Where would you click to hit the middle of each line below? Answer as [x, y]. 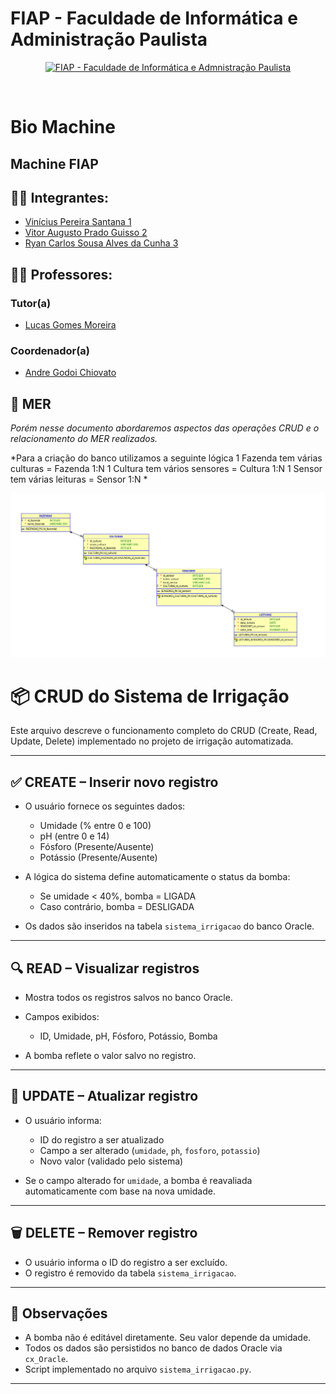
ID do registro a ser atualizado [102, 1139]
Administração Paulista [109, 39]
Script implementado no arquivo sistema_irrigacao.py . [138, 1369]
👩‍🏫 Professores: [61, 274]
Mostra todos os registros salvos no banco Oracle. [128, 998]
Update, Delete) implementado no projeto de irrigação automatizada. [152, 741]
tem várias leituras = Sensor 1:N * [79, 479]
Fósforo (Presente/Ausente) [97, 847]
